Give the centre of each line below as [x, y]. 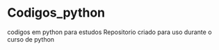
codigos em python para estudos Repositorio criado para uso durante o [109, 32]
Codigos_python [56, 13]
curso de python [31, 39]
